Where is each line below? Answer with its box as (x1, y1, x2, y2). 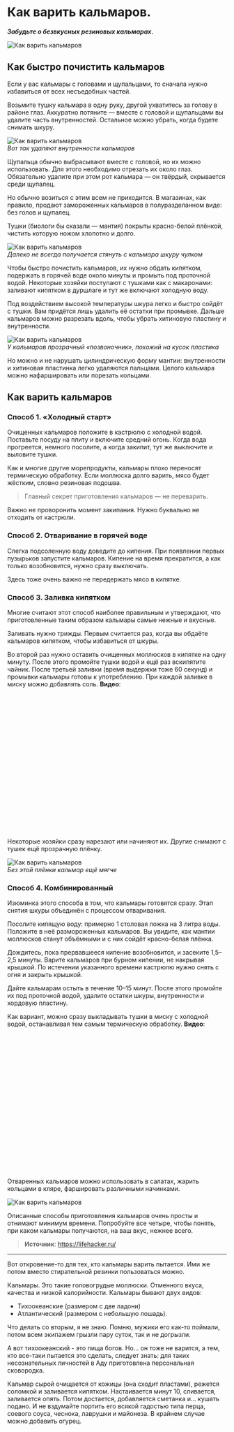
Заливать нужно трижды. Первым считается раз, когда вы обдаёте (7, 630, 208, 638)
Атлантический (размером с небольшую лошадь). (17, 1310, 168, 1318)
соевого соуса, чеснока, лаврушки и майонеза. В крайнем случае (7, 1410, 205, 1418)
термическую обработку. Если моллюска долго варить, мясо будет (7, 471, 210, 479)
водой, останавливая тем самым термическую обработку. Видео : (7, 1020, 205, 1028)
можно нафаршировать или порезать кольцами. (7, 371, 152, 379)
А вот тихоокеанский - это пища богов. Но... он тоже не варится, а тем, (7, 1344, 221, 1352)
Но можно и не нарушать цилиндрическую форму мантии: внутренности (7, 356, 226, 364)
